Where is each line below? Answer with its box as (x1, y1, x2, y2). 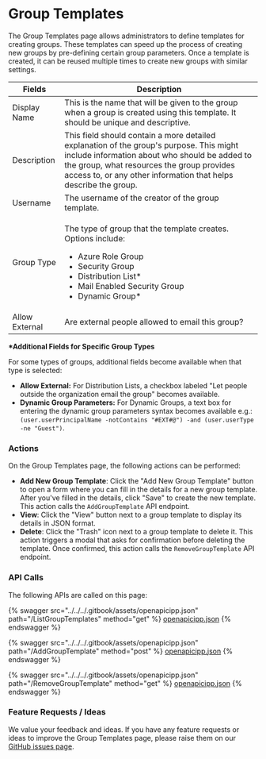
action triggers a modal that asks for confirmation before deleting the (19, 535, 245, 545)
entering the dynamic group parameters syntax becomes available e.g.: (19, 406, 253, 415)
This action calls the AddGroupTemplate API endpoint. (19, 502, 190, 511)
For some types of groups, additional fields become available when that (8, 356, 242, 366)
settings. (8, 64, 37, 74)
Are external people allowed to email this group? (64, 316, 244, 327)
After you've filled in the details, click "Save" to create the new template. (19, 493, 256, 503)
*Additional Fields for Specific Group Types (8, 341, 155, 351)
